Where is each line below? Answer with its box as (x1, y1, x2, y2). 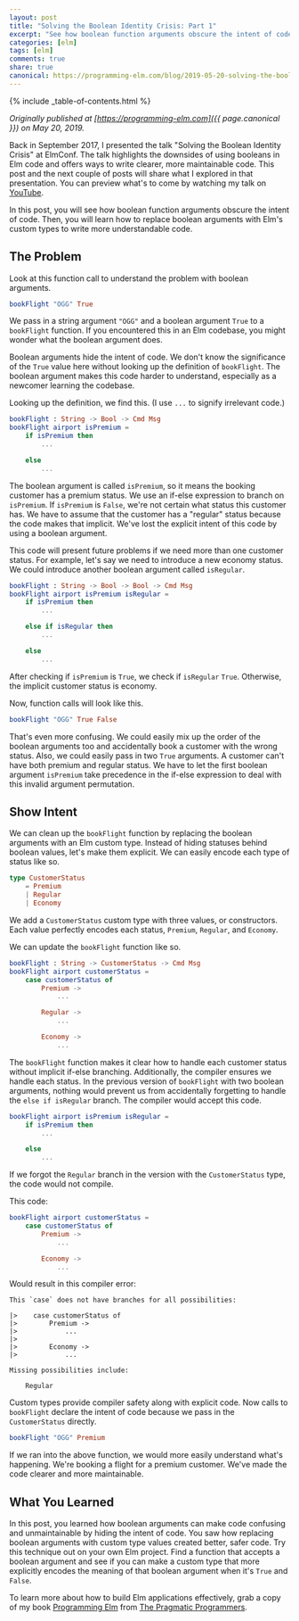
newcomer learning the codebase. (9, 380, 135, 391)
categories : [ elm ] (9, 37, 77, 47)
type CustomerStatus (9, 873, 86, 883)
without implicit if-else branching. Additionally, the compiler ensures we (9, 1066, 272, 1077)
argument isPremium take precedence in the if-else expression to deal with (9, 769, 282, 780)
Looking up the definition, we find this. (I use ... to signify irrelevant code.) (9, 398, 286, 409)
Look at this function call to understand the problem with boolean (9, 273, 249, 284)
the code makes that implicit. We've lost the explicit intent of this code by (9, 518, 278, 529)
